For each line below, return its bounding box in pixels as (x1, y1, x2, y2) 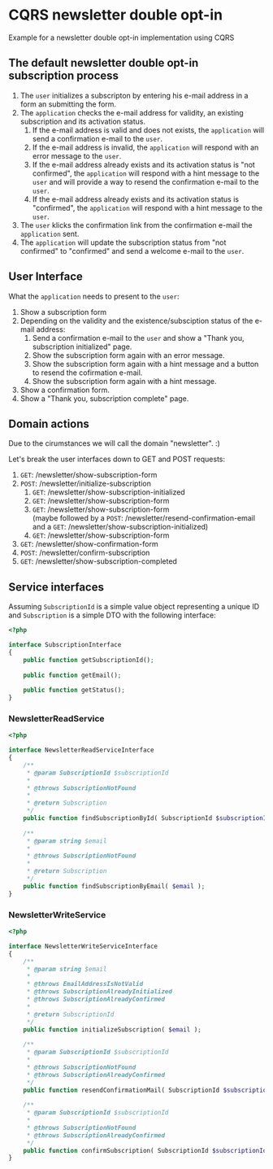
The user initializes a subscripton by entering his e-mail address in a (19, 90, 249, 100)
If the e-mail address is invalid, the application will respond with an (32, 142, 259, 152)
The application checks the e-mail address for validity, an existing (19, 107, 244, 117)
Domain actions (8, 417, 89, 430)
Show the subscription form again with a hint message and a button (32, 359, 259, 369)
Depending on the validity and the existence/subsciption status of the (19, 316, 253, 325)
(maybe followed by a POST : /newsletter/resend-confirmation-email (32, 513, 256, 523)
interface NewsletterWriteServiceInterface (8, 942, 158, 950)
